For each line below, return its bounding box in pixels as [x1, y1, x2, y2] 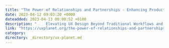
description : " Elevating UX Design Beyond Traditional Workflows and [5, 21, 163, 26]
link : [5, 26, 17, 31]
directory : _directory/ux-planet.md [5, 35, 82, 40]
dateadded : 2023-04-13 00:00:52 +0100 [5, 16, 87, 21]
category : [5, 30, 26, 35]
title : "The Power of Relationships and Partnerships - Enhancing [5, 7, 147, 12]
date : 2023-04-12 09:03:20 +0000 [5, 12, 75, 17]
